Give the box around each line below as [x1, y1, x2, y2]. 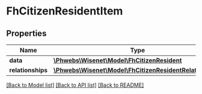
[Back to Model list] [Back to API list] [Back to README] [6, 81, 144, 89]
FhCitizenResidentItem [6, 4, 123, 18]
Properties [6, 28, 47, 39]
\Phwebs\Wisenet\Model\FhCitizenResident [53, 56, 182, 64]
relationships [9, 66, 48, 74]
